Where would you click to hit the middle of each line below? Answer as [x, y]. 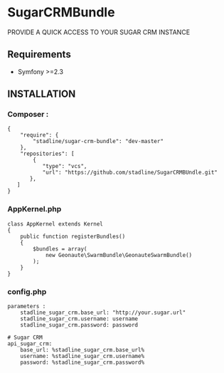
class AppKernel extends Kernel [55, 224]
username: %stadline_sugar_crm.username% [82, 357]
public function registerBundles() [73, 236]
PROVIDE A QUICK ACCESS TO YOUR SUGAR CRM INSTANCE [99, 32]
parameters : [27, 307]
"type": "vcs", [65, 167]
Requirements [39, 54]
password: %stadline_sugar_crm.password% [82, 363]
